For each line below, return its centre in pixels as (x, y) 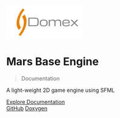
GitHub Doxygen (27, 108)
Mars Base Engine (52, 62)
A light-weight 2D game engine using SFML (61, 90)
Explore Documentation (36, 102)
